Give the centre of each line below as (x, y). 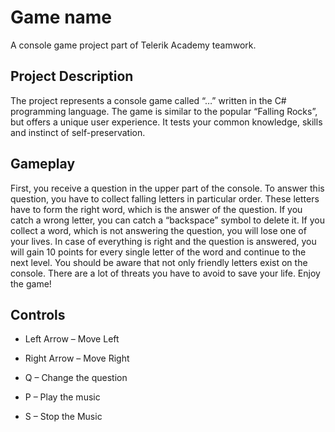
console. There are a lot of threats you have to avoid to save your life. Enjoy (165, 273)
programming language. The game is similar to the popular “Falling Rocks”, (164, 111)
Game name (61, 17)
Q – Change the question (76, 378)
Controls (38, 314)
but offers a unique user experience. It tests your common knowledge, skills (166, 122)
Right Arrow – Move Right (77, 358)
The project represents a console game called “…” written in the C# (148, 100)
